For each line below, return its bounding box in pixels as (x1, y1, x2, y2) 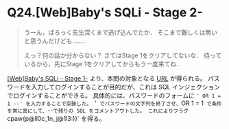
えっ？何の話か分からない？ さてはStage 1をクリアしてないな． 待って (23, 51, 222, 59)
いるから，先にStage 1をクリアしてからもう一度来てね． (23, 59, 183, 68)
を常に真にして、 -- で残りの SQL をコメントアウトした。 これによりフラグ (7, 106, 189, 114)
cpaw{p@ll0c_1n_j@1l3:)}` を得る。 (7, 114, 106, 122)
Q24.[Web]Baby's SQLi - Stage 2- (7, 5, 203, 20)
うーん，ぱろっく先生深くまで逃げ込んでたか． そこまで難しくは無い (23, 28, 218, 36)
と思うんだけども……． (23, 36, 89, 45)
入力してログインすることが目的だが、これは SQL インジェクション (30, 83, 221, 91)
